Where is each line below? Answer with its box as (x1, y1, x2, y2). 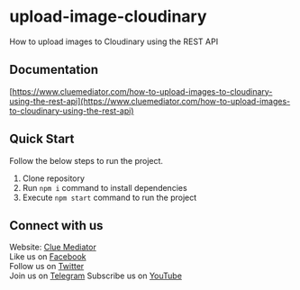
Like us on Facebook (9, 251, 86, 262)
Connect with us (9, 218, 104, 233)
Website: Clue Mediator (9, 241, 96, 253)
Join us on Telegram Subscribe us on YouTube (9, 270, 183, 281)
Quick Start (9, 131, 75, 147)
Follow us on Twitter (9, 261, 85, 272)
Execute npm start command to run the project (22, 192, 197, 203)
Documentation (9, 62, 99, 77)
